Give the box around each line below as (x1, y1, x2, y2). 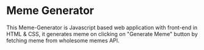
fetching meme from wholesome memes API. (6, 37, 120, 44)
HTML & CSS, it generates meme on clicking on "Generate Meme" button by (6, 30, 199, 37)
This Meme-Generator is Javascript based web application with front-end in (6, 24, 197, 31)
